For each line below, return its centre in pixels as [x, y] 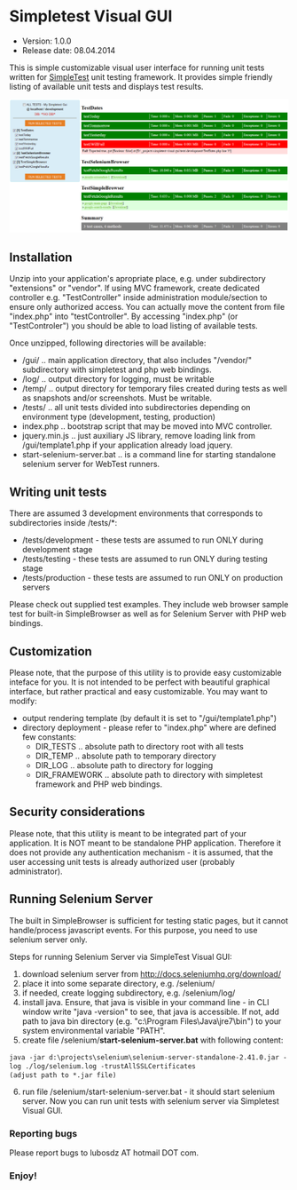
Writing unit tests [58, 492]
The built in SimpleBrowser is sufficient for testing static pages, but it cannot [149, 920]
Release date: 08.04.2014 [69, 50]
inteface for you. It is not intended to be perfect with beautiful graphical [140, 682]
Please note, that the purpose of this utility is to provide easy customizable [145, 673]
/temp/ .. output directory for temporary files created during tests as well [155, 389]
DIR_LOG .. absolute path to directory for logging [124, 766]
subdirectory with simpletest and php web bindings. [117, 369]
